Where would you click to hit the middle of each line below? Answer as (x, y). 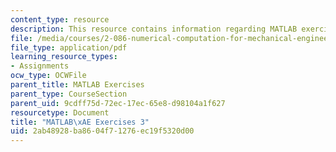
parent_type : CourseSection (69, 94)
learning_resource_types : (64, 57)
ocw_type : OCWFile (48, 76)
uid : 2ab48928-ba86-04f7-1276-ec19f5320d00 (102, 131)
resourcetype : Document (60, 112)
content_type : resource (60, 19)
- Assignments (40, 66)
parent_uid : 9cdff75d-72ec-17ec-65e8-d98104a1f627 (118, 103)
